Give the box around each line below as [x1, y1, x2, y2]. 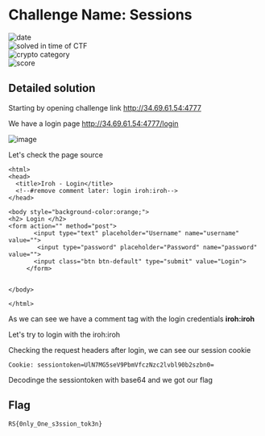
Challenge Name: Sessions [8, 6, 193, 24]
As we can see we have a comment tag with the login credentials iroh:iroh [8, 313, 255, 324]
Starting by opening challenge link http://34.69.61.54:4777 [8, 103, 201, 112]
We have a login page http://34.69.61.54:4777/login [8, 119, 179, 128]
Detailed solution [8, 82, 96, 95]
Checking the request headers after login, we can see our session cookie [8, 345, 251, 354]
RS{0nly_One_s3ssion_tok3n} [8, 420, 103, 428]
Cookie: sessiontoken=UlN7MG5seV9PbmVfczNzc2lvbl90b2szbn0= [8, 361, 215, 369]
